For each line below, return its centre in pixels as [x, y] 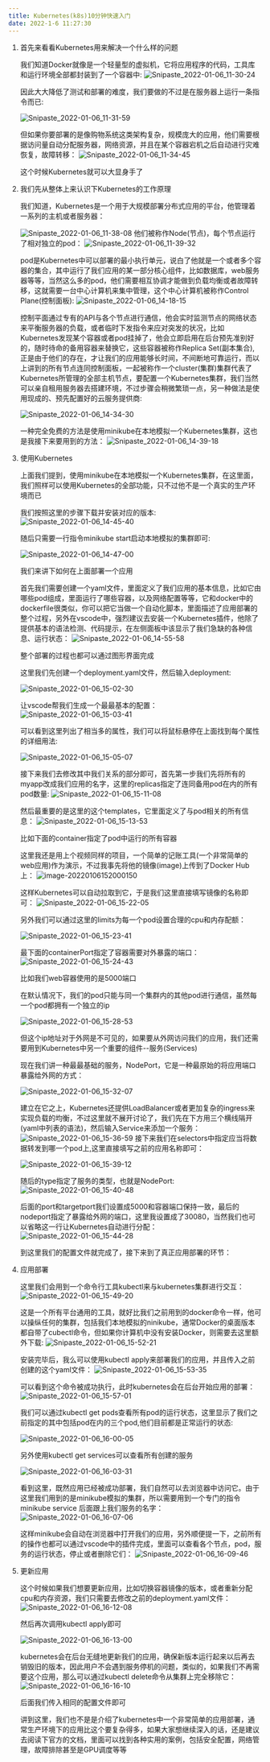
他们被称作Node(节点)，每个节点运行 [194, 233]
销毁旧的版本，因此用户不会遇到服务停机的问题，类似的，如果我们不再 [136, 1666]
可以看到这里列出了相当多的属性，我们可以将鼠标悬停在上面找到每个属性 [139, 730]
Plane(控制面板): [47, 300]
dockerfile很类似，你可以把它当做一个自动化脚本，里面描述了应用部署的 [139, 608]
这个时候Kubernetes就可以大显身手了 [81, 172]
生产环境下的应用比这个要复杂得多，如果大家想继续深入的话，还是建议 [143, 1729]
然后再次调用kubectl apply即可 [71, 1623]
